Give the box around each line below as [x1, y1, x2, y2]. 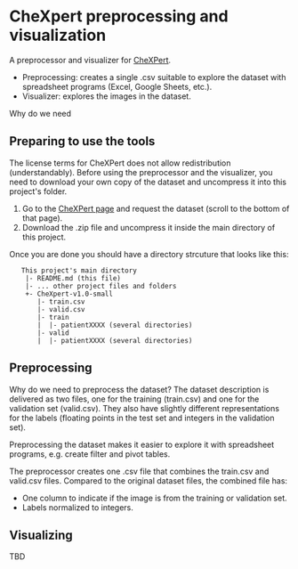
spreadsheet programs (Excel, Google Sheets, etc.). [21, 81, 213, 92]
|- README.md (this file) [25, 273, 122, 282]
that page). [21, 212, 63, 224]
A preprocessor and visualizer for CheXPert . [9, 54, 172, 65]
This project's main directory [20, 265, 138, 275]
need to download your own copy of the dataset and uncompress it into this [9, 176, 287, 187]
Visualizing [9, 527, 73, 542]
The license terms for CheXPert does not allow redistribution [9, 158, 231, 168]
